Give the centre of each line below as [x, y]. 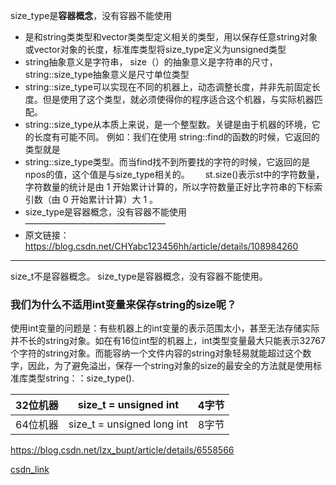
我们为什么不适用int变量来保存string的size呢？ [123, 304]
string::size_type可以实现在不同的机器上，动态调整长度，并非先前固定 [168, 87]
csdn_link [30, 470]
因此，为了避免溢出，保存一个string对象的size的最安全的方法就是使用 [170, 366]
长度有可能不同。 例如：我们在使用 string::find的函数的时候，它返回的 [176, 137]
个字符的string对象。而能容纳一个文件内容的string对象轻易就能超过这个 [156, 353]
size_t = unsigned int [128, 405]
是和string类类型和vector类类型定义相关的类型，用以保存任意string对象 [171, 37]
